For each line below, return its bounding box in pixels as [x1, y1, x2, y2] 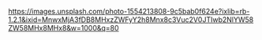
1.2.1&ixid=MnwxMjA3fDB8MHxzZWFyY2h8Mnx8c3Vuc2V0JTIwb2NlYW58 [8, 15, 254, 24]
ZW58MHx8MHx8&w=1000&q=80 [8, 24, 120, 32]
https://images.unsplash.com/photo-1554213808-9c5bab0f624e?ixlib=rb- [8, 7, 250, 16]
